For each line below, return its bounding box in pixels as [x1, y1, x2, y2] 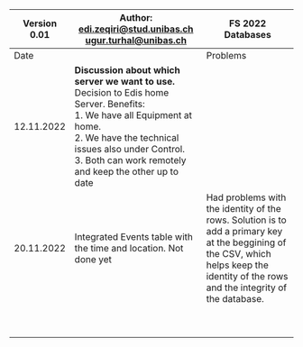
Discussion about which [74, 64, 180, 76]
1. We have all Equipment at [74, 109, 192, 121]
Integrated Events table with [74, 231, 194, 242]
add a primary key [206, 225, 283, 237]
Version [22, 17, 57, 30]
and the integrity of [206, 281, 287, 294]
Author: [119, 12, 153, 23]
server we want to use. [74, 76, 176, 87]
